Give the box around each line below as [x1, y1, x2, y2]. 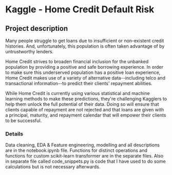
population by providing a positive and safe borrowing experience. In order [5, 64, 163, 70]
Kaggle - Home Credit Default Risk [5, 4, 155, 15]
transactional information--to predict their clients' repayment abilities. [5, 81, 152, 86]
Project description [5, 24, 68, 33]
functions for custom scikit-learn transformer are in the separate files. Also [5, 153, 163, 159]
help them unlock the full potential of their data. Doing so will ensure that [5, 101, 159, 107]
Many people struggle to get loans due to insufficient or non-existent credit [5, 37, 164, 44]
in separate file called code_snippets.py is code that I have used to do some [5, 158, 166, 165]
